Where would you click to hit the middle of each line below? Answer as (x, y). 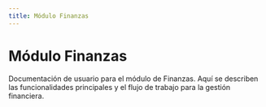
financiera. (26, 96)
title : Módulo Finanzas (49, 16)
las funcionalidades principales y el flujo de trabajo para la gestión (120, 87)
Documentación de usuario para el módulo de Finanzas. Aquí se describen (133, 79)
